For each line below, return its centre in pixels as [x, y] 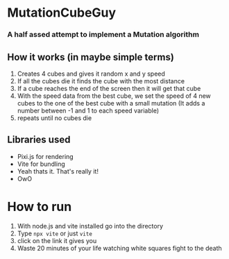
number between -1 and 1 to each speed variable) [88, 110]
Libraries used [39, 140]
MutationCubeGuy [62, 13]
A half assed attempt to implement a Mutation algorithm [103, 35]
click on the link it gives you [57, 240]
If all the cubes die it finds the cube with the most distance [101, 81]
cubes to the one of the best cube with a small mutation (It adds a [111, 103]
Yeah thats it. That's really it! [58, 171]
